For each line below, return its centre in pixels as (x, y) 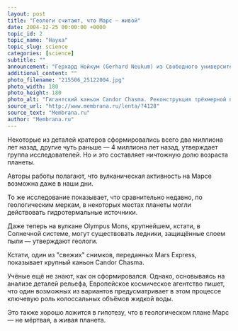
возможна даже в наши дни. (50, 183)
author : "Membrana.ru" (41, 119)
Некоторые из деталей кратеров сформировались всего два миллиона (115, 140)
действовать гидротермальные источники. (73, 212)
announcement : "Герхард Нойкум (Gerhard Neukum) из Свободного (103, 67)
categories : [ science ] (41, 54)
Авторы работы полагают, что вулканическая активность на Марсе (110, 176)
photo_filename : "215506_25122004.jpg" (66, 80)
